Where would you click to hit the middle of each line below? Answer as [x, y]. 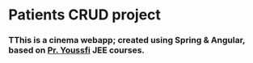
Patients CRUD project [85, 15]
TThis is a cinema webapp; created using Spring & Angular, [127, 40]
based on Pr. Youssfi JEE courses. [77, 50]
